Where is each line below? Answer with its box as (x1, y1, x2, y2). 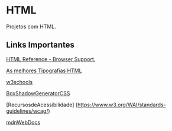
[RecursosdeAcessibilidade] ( (6, 101, 78, 108)
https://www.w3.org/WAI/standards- (77, 101, 167, 108)
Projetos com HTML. (6, 23, 56, 30)
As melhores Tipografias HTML (6, 67, 82, 74)
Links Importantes (6, 40, 75, 50)
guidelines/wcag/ (6, 107, 48, 115)
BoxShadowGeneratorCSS (6, 89, 70, 97)
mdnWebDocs (6, 119, 41, 126)
